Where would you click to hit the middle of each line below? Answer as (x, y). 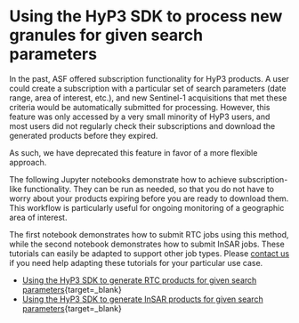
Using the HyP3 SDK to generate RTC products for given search (139, 280)
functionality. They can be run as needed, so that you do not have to (149, 189)
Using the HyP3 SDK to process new (146, 16)
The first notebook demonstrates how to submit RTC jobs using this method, (149, 234)
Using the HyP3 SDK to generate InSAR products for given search (143, 299)
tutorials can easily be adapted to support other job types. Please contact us (149, 253)
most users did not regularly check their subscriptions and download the (142, 125)
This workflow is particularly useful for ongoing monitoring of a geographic (147, 207)
